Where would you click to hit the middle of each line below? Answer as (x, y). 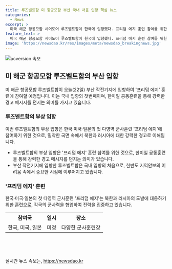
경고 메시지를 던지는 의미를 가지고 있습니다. (48, 102)
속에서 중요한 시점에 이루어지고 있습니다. (63, 171)
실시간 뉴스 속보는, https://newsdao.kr (44, 261)
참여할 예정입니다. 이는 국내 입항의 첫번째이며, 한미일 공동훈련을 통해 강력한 (90, 96)
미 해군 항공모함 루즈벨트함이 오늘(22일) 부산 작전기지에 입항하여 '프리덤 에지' (83, 89)
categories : (18, 15)
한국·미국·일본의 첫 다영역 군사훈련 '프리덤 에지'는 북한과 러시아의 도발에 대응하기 (86, 198)
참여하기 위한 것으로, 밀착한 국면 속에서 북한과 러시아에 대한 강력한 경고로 (78, 135)
